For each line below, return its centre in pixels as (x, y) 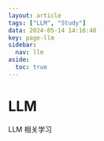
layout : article (35, 15)
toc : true (31, 67)
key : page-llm (32, 38)
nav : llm (30, 52)
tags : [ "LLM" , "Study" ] (47, 23)
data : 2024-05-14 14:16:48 (52, 30)
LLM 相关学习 (30, 129)
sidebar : (22, 45)
